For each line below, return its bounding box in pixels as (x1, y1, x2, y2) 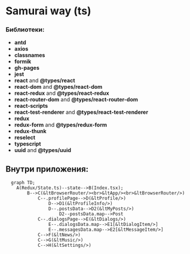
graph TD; (11, 180, 35, 186)
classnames (14, 52, 45, 59)
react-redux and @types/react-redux (14, 89, 109, 97)
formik (14, 58, 32, 65)
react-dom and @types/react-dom (14, 83, 103, 91)
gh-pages (14, 64, 40, 72)
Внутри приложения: (5, 164, 89, 174)
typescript (14, 140, 41, 147)
